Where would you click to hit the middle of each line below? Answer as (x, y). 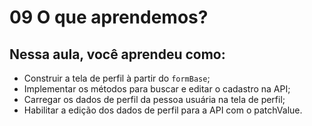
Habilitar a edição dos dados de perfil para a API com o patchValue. (163, 110)
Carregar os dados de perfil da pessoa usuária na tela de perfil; (154, 99)
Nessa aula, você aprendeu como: (117, 54)
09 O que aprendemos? (109, 17)
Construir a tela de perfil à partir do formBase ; (117, 78)
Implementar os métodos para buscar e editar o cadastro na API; (157, 89)
